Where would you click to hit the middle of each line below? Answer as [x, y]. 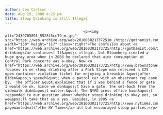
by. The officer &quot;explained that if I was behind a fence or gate [80, 83]
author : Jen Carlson [26, 9]
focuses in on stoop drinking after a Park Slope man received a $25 [77, 70]
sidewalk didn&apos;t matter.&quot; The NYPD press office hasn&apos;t [79, 91]
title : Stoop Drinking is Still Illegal [47, 18]
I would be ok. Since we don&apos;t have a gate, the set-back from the [80, 87]
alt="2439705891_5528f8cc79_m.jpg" [41, 36]
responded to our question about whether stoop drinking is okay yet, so [81, 95]
